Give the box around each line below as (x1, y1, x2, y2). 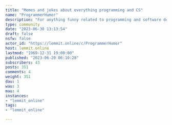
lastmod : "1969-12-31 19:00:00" (5, 50, 74, 55)
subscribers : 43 (5, 60, 40, 65)
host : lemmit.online (5, 46, 50, 51)
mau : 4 (5, 88, 19, 94)
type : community (5, 22, 40, 27)
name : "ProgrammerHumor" (5, 12, 58, 17)
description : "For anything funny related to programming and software (5, 17, 161, 22)
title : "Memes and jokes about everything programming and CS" (5, 7, 143, 13)
